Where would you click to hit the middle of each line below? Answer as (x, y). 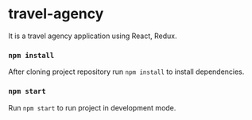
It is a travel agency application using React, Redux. (93, 36)
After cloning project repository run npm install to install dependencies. (126, 72)
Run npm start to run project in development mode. (92, 107)
